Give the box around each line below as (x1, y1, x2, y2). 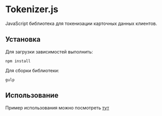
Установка (5, 35, 41, 44)
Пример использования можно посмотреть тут (5, 104, 109, 110)
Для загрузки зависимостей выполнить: (5, 48, 94, 54)
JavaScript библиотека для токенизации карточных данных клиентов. (5, 20, 157, 26)
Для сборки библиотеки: (5, 67, 60, 73)
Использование (5, 91, 59, 100)
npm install (5, 59, 31, 64)
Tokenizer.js (5, 4, 59, 15)
